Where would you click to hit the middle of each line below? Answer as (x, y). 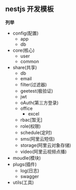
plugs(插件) (25, 164)
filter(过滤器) (33, 84)
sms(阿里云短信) (37, 139)
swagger (30, 176)
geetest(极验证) (37, 91)
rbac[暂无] (31, 120)
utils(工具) (23, 182)
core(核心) (23, 50)
